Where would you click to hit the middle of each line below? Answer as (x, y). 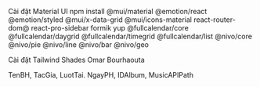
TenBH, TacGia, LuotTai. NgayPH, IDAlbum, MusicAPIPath (101, 75)
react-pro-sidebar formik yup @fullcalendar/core (110, 28)
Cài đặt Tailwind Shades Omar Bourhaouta (76, 60)
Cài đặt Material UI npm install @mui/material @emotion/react (108, 11)
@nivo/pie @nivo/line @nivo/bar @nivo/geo (79, 45)
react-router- (215, 20)
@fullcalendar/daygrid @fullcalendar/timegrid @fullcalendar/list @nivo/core (130, 36)
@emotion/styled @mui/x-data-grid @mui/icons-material (100, 20)
